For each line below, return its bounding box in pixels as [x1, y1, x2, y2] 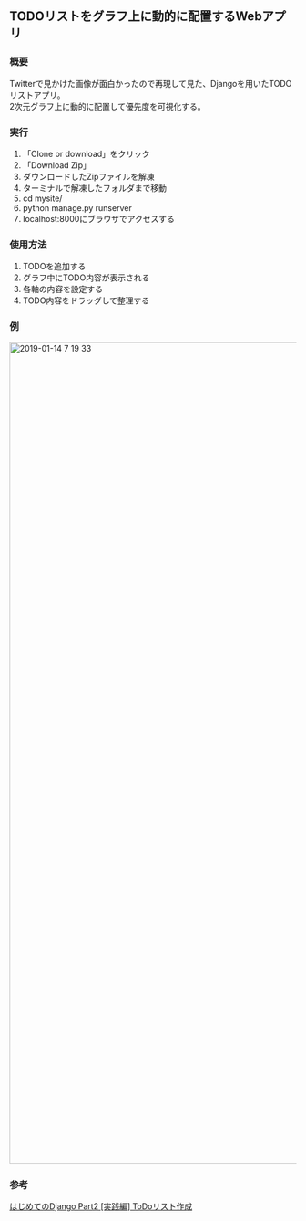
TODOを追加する [22, 261, 87, 272]
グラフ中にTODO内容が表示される [22, 272, 150, 283]
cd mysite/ [22, 193, 63, 204]
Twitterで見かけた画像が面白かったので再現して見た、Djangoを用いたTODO [9, 78, 292, 89]
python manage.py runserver [22, 202, 132, 213]
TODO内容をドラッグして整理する [22, 295, 150, 306]
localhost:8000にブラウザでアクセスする [22, 213, 176, 224]
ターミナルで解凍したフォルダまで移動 [22, 182, 167, 194]
